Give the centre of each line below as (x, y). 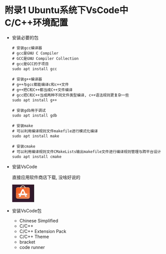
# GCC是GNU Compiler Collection (45, 58)
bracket (27, 242)
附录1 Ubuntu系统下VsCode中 (66, 10)
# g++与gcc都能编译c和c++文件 (40, 84)
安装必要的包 (25, 37)
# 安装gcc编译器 (27, 48)
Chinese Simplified (39, 220)
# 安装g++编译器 (27, 79)
